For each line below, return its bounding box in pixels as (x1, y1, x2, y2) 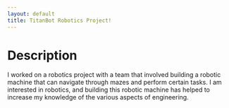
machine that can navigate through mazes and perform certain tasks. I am (7, 78, 222, 87)
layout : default (7, 10, 55, 18)
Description (7, 47, 78, 64)
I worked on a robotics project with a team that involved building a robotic (7, 71, 221, 79)
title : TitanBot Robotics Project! (7, 17, 112, 24)
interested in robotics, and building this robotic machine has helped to (7, 85, 210, 94)
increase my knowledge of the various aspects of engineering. (7, 93, 189, 102)
